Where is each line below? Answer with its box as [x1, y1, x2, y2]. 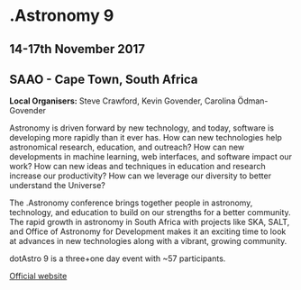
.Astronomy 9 [9, 5, 114, 26]
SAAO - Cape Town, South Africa [9, 71, 198, 86]
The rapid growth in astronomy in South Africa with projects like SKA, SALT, [9, 217, 290, 228]
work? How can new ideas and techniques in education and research [9, 161, 266, 172]
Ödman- [237, 95, 269, 106]
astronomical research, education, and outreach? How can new [9, 141, 245, 153]
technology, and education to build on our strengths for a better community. [9, 207, 291, 218]
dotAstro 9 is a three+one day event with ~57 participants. [9, 253, 226, 264]
